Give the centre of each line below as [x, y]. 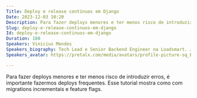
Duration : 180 [23, 38]
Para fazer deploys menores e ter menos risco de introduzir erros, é [88, 76]
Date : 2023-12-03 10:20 [35, 17]
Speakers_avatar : [27, 55]
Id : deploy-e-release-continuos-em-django [59, 33]
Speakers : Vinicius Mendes [39, 44]
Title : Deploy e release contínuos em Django [62, 11]
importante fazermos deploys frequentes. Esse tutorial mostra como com [94, 83]
